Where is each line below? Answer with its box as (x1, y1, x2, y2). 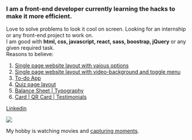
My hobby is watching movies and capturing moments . (6, 128, 140, 135)
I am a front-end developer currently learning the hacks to (6, 5, 176, 13)
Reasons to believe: (6, 51, 54, 58)
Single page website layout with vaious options (14, 62, 129, 69)
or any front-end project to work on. (6, 32, 94, 39)
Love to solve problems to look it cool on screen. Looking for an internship (6, 25, 187, 32)
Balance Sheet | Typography (14, 87, 84, 95)
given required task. (6, 44, 55, 51)
